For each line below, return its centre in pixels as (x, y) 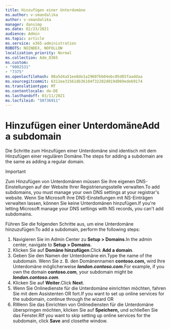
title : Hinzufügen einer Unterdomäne (45, 10)
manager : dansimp (24, 24)
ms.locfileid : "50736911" (33, 100)
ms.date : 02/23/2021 (27, 29)
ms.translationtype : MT (31, 86)
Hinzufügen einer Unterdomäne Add (82, 126)
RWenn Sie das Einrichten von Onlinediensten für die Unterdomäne (83, 304)
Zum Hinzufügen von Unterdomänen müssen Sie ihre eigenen (70, 182)
